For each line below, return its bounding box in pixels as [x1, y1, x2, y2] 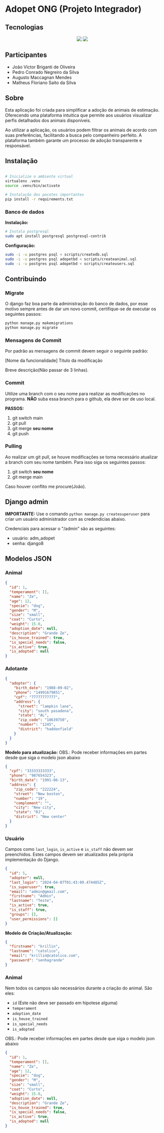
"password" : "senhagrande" [9, 958, 65, 963]
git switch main [12, 415, 43, 421]
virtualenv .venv [5, 179, 41, 184]
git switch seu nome [12, 469, 54, 475]
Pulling [5, 443, 22, 449]
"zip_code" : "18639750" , [18, 717, 69, 722]
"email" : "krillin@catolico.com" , [9, 953, 80, 958]
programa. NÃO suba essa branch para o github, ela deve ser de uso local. [5, 396, 156, 402]
